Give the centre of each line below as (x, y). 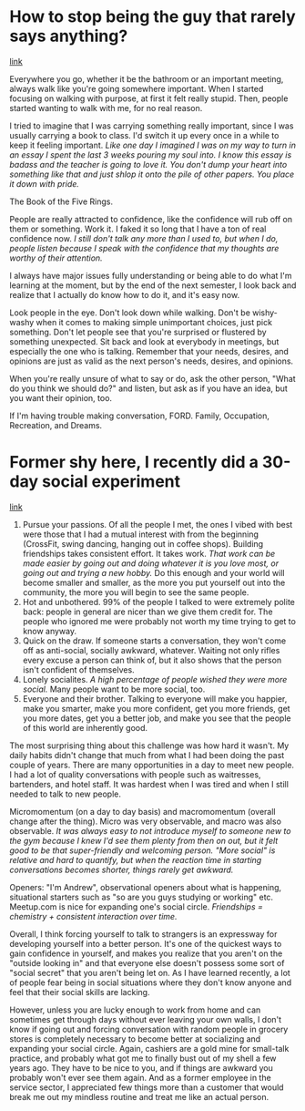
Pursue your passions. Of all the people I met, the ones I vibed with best (158, 524)
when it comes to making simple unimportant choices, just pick (154, 322)
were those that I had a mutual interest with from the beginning (141, 534)
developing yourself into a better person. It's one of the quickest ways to (146, 943)
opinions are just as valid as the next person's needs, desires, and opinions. (152, 361)
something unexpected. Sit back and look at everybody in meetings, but (144, 341)
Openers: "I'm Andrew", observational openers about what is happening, (146, 887)
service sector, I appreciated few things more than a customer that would (147, 1087)
